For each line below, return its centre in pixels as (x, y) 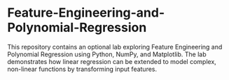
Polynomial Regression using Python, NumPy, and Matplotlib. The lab (107, 54)
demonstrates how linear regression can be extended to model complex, (112, 61)
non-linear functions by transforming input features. (82, 69)
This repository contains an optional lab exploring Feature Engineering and (115, 47)
